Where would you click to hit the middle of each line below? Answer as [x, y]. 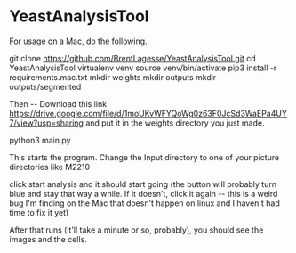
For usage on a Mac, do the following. [79, 41]
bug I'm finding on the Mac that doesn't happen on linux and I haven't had [144, 203]
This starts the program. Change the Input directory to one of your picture [144, 157]
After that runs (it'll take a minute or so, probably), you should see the [136, 230]
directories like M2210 [50, 167]
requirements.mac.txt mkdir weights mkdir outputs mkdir [113, 77]
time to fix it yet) [39, 212]
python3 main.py [40, 140]
